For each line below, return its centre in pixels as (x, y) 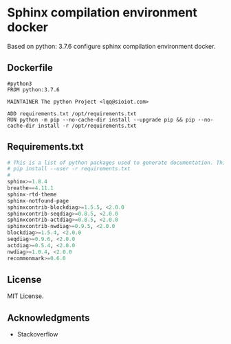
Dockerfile (30, 68)
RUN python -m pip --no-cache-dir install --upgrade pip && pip (101, 119)
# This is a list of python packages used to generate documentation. (110, 163)
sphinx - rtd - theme (32, 194)
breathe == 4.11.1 (30, 188)
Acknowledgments (49, 318)
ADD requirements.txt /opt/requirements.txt (72, 114)
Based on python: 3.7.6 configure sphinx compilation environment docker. (111, 46)
